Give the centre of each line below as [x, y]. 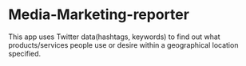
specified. [25, 53]
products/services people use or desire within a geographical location [123, 45]
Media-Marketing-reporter [99, 15]
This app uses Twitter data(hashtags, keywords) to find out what [115, 37]
